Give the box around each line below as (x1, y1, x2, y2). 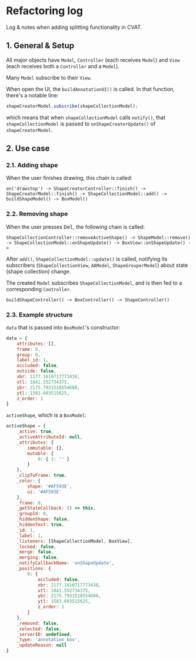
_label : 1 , (16, 532, 44, 539)
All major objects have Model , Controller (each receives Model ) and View (6, 56, 181, 63)
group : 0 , (16, 352, 41, 358)
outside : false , (16, 368, 57, 374)
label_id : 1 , (16, 357, 49, 363)
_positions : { (16, 566, 51, 572)
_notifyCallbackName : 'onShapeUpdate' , (16, 560, 115, 566)
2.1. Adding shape (6, 161, 58, 169)
